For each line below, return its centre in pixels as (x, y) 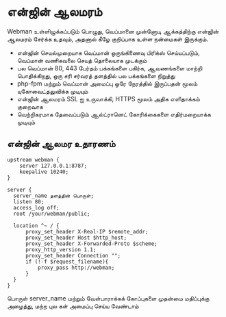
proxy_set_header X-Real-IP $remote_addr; (87, 231)
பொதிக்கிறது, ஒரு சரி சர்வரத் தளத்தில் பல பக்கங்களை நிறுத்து (96, 75)
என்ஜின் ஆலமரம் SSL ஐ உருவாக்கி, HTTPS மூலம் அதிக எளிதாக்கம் (109, 99)
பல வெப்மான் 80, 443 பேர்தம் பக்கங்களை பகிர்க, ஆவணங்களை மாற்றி (110, 68)
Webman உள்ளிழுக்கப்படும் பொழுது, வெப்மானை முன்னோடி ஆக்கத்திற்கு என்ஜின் (113, 31)
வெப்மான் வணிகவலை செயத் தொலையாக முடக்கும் (82, 60)
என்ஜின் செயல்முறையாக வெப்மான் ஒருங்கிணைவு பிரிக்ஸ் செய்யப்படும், (108, 53)
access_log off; (36, 207)
